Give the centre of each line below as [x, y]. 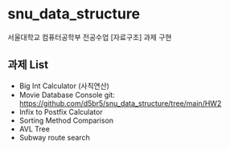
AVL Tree [34, 128]
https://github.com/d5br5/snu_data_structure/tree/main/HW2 [120, 103]
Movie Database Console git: [67, 95]
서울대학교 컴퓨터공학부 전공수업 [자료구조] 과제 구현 [90, 37]
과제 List [28, 65]
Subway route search [54, 137]
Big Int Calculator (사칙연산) [64, 86]
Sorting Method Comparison [66, 120]
